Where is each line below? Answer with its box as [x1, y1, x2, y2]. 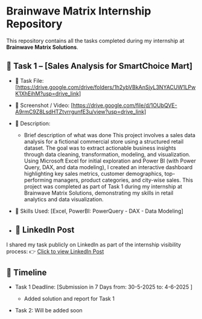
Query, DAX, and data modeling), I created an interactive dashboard [24, 163, 193, 170]
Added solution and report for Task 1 [24, 295, 115, 303]
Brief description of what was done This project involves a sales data [24, 131, 196, 138]
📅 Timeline [6, 267, 47, 277]
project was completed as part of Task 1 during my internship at [24, 182, 183, 190]
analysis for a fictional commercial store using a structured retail [24, 138, 184, 145]
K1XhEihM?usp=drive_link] [14, 89, 81, 97]
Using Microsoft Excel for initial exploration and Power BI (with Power [24, 157, 196, 164]
